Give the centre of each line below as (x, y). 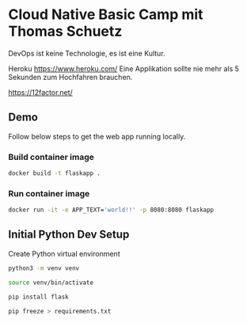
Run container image (49, 193)
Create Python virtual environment (64, 253)
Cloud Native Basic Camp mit (106, 15)
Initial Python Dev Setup (69, 235)
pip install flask (38, 297)
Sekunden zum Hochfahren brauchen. (70, 77)
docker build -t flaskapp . (55, 173)
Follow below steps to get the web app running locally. (97, 136)
